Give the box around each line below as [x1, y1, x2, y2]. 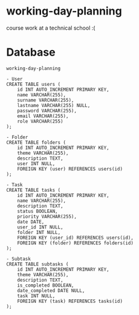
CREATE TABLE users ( [6, 81, 61, 87]
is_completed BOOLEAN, [17, 282, 74, 288]
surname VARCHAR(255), [17, 97, 74, 103]
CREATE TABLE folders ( [6, 139, 66, 146]
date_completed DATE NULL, [17, 287, 85, 294]
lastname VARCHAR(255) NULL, [17, 102, 91, 108]
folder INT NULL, [17, 229, 61, 235]
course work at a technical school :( [6, 24, 95, 31]
